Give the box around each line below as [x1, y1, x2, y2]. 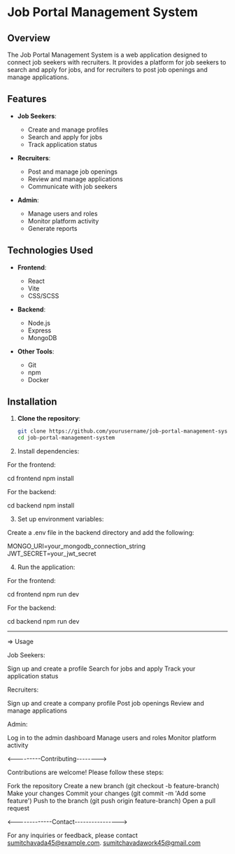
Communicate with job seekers [27, 182, 117, 190]
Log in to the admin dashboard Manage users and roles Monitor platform [7, 734, 217, 742]
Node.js [27, 318, 51, 327]
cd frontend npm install [7, 474, 75, 483]
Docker [27, 375, 49, 384]
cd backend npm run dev [7, 617, 80, 626]
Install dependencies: [17, 447, 80, 456]
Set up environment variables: [17, 515, 104, 524]
